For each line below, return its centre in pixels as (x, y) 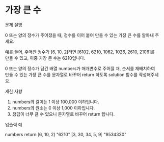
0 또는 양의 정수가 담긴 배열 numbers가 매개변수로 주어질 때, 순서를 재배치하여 (80, 68)
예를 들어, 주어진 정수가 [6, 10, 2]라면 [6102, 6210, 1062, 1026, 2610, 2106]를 (80, 52)
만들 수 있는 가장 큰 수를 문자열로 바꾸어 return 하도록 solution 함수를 (71, 74)
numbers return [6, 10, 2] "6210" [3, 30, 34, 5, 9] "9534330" (66, 134)
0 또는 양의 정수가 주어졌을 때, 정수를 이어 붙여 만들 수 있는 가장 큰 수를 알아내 (80, 35)
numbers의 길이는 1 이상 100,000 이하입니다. (56, 102)
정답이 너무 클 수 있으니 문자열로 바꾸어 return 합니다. (63, 114)
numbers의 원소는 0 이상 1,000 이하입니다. (54, 108)
